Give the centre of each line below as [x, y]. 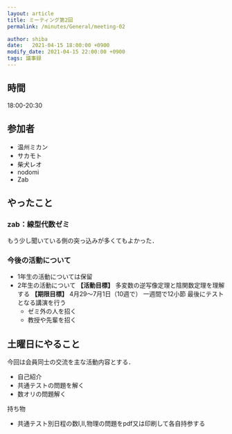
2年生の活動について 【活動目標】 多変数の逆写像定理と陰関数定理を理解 [121, 286]
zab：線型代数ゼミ [38, 224]
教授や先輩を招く [52, 320]
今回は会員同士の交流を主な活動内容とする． [71, 362]
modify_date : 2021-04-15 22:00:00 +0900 [66, 52]
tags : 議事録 [24, 59]
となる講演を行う [42, 303]
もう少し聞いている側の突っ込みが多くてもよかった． [83, 241]
